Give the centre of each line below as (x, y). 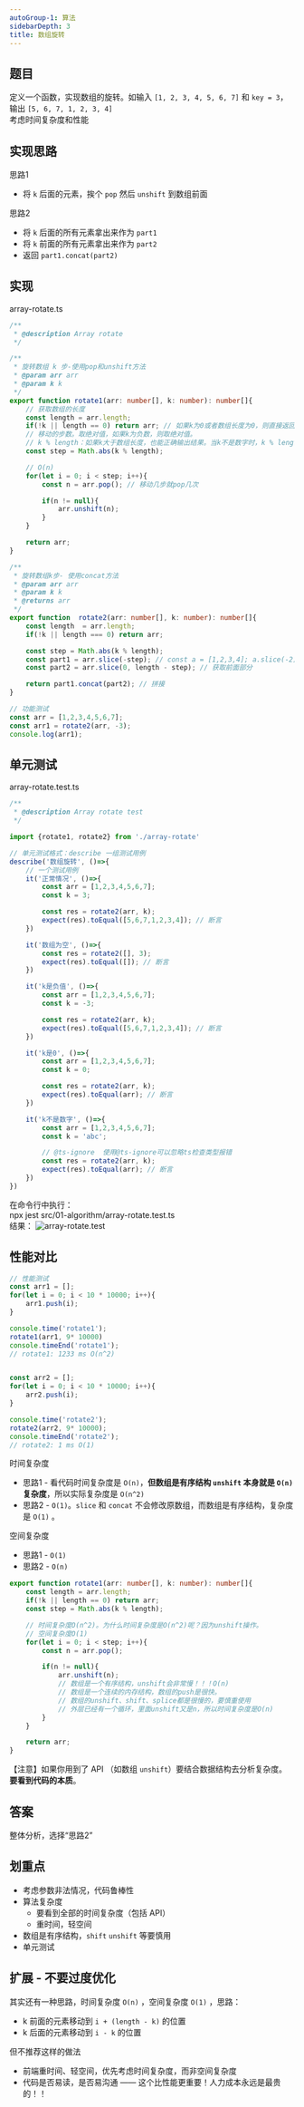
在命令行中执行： (41, 1204)
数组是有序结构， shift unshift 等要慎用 (97, 1935)
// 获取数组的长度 (56, 409)
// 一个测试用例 (52, 870)
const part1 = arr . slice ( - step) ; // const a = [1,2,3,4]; (137, 659)
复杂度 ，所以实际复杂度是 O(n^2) (83, 1494)
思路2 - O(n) (45, 1566)
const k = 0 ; (66, 1070)
